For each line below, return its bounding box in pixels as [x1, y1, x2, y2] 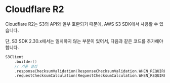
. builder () [14, 59, 37, 64]
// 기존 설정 [14, 64, 38, 69]
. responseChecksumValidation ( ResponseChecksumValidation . [14, 68, 139, 74]
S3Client [5, 54, 24, 59]
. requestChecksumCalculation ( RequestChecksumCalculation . [14, 73, 139, 78]
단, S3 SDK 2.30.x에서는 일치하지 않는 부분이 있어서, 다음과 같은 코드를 [5, 38, 146, 44]
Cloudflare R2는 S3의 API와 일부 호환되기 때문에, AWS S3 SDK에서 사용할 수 [5, 21, 158, 27]
